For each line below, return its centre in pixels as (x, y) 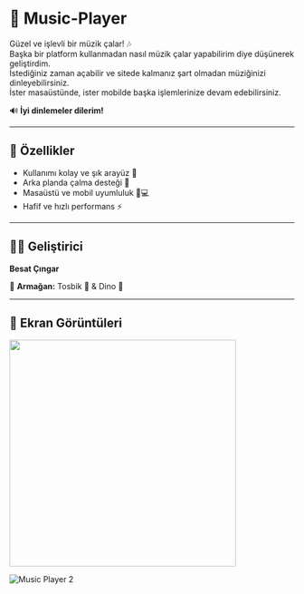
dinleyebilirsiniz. (39, 83)
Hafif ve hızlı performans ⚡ (72, 206)
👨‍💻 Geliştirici (46, 247)
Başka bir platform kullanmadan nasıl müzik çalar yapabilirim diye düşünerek (152, 54)
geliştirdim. (30, 63)
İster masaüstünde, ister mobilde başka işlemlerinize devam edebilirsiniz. (146, 92)
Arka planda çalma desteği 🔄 (76, 182)
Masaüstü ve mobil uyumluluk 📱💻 (85, 192)
